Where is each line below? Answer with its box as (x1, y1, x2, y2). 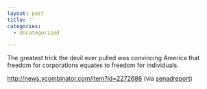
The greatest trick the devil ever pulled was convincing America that (7, 54, 200, 62)
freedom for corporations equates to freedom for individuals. (7, 61, 180, 69)
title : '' (7, 16, 36, 23)
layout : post (7, 10, 45, 17)
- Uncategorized (13, 29, 60, 36)
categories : (7, 23, 41, 29)
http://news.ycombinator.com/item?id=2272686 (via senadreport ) (7, 75, 193, 83)
